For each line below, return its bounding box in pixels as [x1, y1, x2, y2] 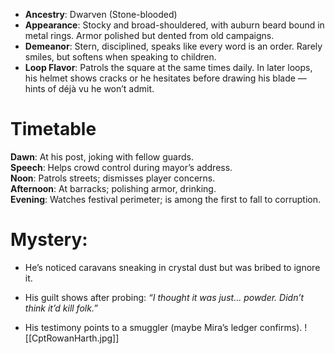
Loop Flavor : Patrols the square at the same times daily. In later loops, [24, 62, 313, 73]
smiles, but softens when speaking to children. [24, 51, 217, 63]
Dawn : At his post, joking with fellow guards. [10, 150, 194, 163]
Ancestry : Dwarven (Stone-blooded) [24, 9, 178, 20]
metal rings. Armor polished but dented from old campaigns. [24, 30, 275, 41]
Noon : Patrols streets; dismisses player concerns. [10, 172, 216, 184]
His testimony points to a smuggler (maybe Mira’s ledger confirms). [24, 321, 303, 333]
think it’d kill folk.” [24, 302, 98, 314]
